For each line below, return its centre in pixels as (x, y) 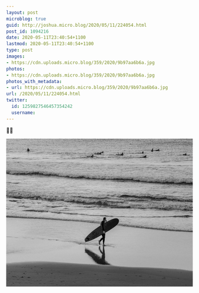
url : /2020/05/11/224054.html (44, 94)
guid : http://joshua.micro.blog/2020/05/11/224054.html (76, 25)
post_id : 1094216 (28, 31)
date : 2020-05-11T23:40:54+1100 (46, 38)
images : (16, 56)
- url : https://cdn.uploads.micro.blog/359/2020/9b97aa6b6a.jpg (87, 88)
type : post (20, 50)
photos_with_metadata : (34, 81)
